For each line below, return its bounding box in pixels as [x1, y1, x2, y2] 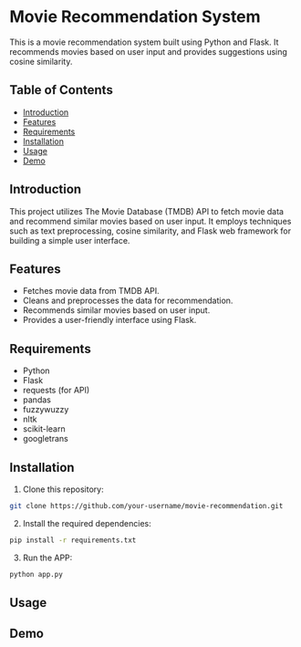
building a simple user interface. [9, 235, 130, 245]
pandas [22, 394, 52, 405]
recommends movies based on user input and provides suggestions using [9, 46, 287, 57]
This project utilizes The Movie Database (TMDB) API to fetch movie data [9, 205, 285, 216]
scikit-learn [22, 423, 66, 434]
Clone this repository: [22, 484, 104, 495]
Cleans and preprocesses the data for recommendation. [22, 295, 234, 307]
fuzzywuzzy [22, 404, 69, 415]
